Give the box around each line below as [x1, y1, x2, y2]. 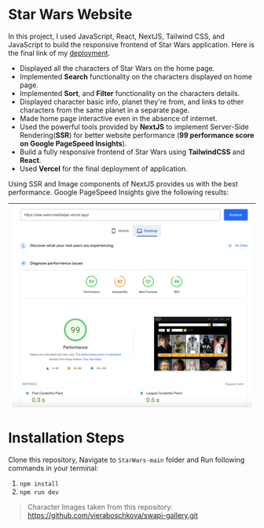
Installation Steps [8, 429, 125, 447]
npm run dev [19, 488, 59, 497]
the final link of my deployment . [8, 48, 111, 57]
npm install [19, 480, 59, 488]
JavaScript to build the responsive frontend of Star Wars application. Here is [8, 39, 255, 49]
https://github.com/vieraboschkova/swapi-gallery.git [27, 510, 198, 520]
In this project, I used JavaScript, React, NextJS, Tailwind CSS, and [8, 31, 225, 41]
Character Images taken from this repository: [27, 502, 173, 511]
